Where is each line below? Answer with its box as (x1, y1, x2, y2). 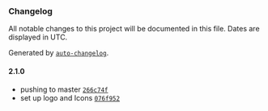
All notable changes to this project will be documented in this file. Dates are (8, 24, 261, 34)
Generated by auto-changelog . (8, 48, 109, 58)
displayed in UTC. (8, 32, 68, 42)
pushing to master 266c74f (19, 84, 108, 94)
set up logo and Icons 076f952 (19, 92, 120, 102)
